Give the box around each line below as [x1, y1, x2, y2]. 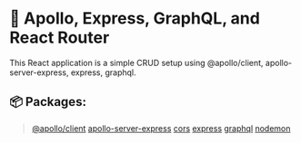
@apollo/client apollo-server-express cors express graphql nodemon [31, 122, 291, 134]
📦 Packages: [9, 94, 86, 110]
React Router [9, 27, 110, 48]
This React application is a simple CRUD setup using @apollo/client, [9, 57, 264, 68]
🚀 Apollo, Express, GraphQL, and [9, 8, 261, 29]
